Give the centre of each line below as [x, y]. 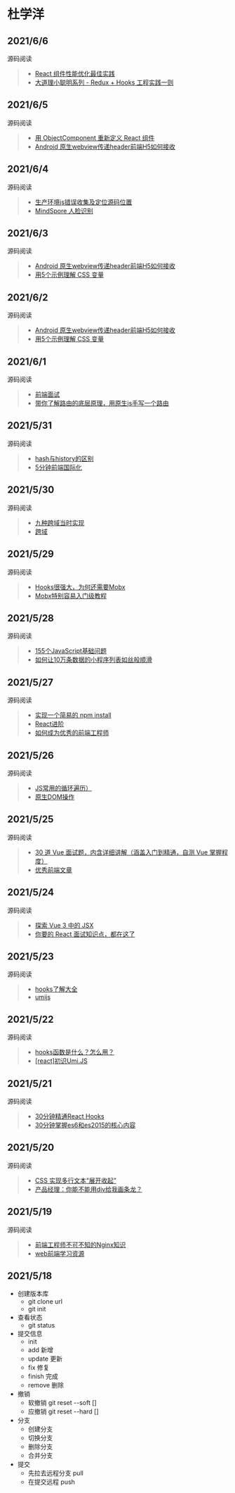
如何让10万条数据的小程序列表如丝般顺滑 [94, 660]
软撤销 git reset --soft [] [62, 1403]
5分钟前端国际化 [58, 467]
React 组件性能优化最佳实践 [75, 74]
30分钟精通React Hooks [69, 1116]
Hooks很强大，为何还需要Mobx [80, 587]
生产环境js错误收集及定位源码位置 [83, 202]
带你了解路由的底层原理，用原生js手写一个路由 [102, 403]
